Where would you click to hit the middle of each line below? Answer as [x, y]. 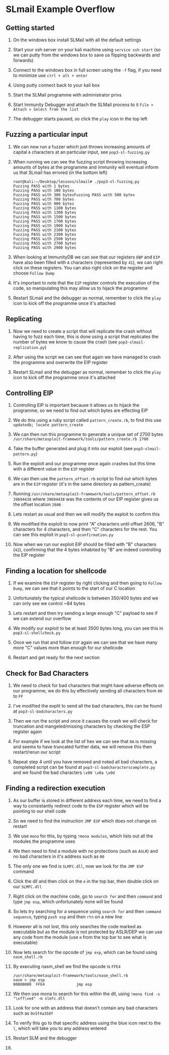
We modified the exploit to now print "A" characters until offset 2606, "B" [89, 524]
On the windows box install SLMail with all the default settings [77, 40]
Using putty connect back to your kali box [56, 85]
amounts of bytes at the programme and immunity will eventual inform [86, 167]
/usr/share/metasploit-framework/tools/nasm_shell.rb [70, 976]
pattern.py [24, 454]
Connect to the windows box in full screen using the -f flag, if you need [87, 70]
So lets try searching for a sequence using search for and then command [87, 911]
